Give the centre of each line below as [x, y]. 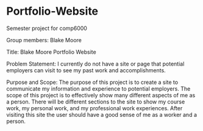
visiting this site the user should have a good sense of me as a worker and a [101, 114]
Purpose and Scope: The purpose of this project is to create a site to [92, 82]
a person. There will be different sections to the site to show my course [96, 102]
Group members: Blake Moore [44, 40]
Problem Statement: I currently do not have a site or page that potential [95, 64]
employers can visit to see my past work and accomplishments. [86, 70]
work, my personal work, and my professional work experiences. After [94, 108]
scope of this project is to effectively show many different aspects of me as [101, 95]
